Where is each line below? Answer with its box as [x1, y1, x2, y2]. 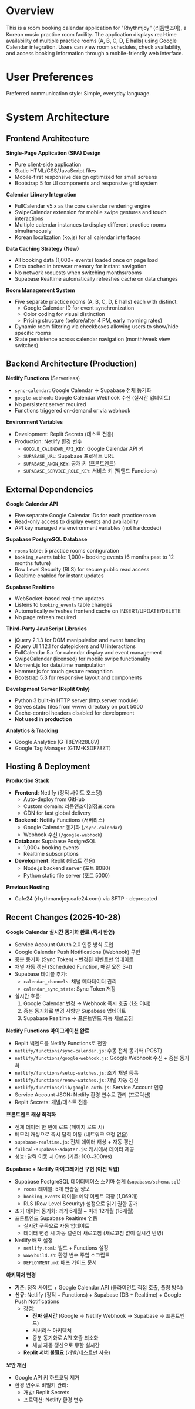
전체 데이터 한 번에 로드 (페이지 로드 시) [14, 1124, 105, 1131]
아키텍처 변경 [6, 1271, 36, 1278]
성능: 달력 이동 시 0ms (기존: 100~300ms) [14, 1153, 113, 1160]
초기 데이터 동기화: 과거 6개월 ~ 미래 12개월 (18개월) [14, 1208, 134, 1215]
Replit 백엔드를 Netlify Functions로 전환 [14, 1040, 107, 1047]
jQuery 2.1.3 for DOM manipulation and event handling [14, 636, 146, 643]
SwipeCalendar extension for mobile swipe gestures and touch [14, 208, 167, 215]
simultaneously [14, 227, 52, 234]
